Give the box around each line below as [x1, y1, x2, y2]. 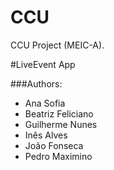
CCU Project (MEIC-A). [10, 39, 105, 51]
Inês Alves [24, 129, 68, 141]
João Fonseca [24, 139, 84, 151]
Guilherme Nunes [24, 118, 98, 130]
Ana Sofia [24, 97, 66, 109]
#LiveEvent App [10, 58, 76, 70]
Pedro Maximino [24, 150, 93, 162]
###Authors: [10, 77, 63, 90]
